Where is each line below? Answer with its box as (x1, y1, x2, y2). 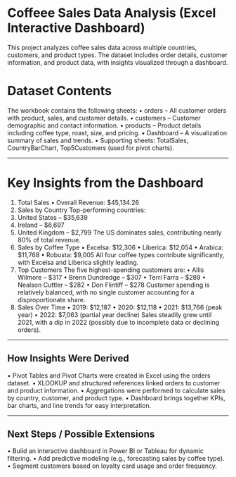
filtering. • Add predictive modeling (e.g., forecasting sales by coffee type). (7, 454, 225, 463)
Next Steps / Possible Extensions (7, 428, 155, 440)
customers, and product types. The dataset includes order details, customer (7, 51, 228, 59)
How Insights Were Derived (7, 352, 129, 364)
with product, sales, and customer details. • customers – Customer (7, 113, 202, 122)
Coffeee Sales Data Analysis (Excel (7, 5, 216, 21)
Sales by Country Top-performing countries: (17, 206, 146, 214)
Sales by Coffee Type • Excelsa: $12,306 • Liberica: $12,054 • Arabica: (17, 243, 224, 252)
